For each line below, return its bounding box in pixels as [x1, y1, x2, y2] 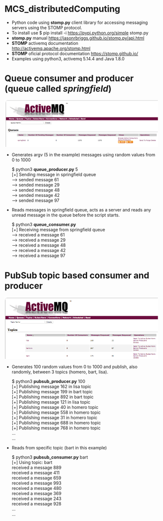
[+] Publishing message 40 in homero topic [11, 404, 99, 410]
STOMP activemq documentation [11, 40, 79, 46]
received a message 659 [11, 475, 62, 481]
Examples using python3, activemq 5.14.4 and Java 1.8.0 [11, 56, 125, 61]
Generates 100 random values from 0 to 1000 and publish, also [11, 364, 138, 369]
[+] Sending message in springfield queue [11, 172, 96, 177]
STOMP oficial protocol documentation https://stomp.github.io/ [11, 50, 138, 57]
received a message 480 [11, 485, 62, 491]
